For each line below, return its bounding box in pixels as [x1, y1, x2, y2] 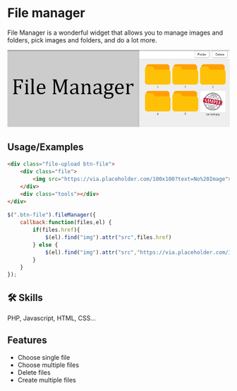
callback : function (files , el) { [20, 219, 112, 226]
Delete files [17, 368, 51, 376]
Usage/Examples [7, 141, 84, 153]
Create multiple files [17, 375, 76, 384]
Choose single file [17, 353, 71, 361]
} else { [32, 241, 59, 248]
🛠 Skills [7, 291, 44, 303]
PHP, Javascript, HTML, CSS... [7, 314, 97, 322]
